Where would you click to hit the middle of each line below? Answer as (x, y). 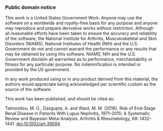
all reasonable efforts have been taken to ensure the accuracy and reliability (81, 34)
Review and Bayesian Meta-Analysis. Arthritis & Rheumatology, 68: (72, 119)
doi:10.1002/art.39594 (38, 124)
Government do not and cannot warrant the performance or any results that (81, 49)
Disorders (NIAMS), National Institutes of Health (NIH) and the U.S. (72, 44)
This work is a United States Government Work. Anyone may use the (74, 18)
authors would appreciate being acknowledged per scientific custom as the (81, 84)
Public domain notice (30, 7)
